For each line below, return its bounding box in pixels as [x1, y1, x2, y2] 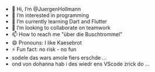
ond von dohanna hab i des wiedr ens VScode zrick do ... [11, 60, 150, 67]
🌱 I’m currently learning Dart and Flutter [11, 18, 107, 25]
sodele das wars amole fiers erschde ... [11, 54, 107, 61]
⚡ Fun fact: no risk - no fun [11, 46, 77, 53]
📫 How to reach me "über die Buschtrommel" [11, 31, 123, 37]
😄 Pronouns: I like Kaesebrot [11, 39, 82, 46]
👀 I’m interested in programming [11, 12, 89, 19]
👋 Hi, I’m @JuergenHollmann [11, 6, 81, 12]
